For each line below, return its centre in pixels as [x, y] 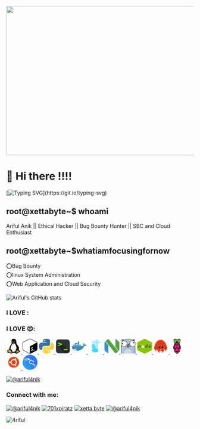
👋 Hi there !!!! [39, 176]
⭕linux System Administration [43, 274]
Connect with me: [32, 394]
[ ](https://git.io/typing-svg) [57, 193]
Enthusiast [19, 232]
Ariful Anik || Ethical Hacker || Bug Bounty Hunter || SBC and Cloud [88, 226]
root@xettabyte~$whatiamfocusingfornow [88, 251]
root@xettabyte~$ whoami [57, 212]
